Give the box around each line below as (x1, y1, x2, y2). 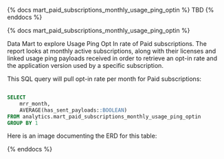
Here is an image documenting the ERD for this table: (7, 132, 157, 140)
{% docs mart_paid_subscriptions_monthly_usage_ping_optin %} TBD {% (7, 6, 214, 14)
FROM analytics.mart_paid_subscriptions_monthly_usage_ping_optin (7, 113, 201, 120)
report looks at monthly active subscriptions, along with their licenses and (7, 47, 216, 55)
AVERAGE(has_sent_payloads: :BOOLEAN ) (19, 106, 128, 114)
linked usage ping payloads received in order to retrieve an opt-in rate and (7, 54, 218, 62)
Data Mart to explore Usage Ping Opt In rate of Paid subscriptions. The (7, 40, 208, 47)
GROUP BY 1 (7, 119, 38, 126)
